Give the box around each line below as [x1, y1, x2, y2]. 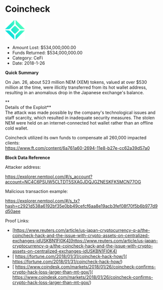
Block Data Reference [5, 155, 51, 160]
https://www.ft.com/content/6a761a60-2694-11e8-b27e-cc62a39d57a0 [5, 145, 150, 151]
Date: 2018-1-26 [12, 60, 45, 66]
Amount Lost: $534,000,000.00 [12, 44, 76, 50]
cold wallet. [5, 125, 28, 131]
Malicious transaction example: [5, 188, 68, 194]
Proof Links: [5, 217, 29, 224]
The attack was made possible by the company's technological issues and [5, 109, 156, 115]
